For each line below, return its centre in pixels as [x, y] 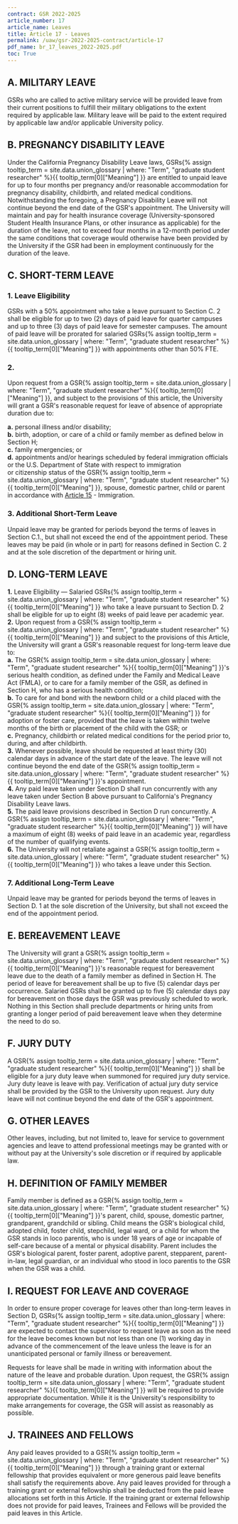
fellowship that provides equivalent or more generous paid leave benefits [114, 1475]
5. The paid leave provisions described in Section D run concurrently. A [112, 811]
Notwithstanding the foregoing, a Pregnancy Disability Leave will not [107, 200]
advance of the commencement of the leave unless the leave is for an [109, 1346]
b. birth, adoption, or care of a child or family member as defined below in [115, 435]
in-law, [17, 1261]
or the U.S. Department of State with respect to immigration [94, 465]
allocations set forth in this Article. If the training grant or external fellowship [119, 1498]
